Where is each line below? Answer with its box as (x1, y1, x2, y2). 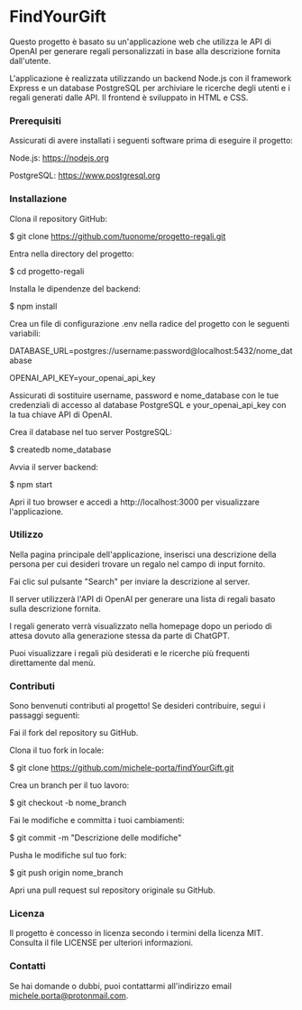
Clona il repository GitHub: (9, 213, 108, 224)
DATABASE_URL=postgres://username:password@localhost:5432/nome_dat (9, 345, 293, 356)
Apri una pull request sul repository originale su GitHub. (9, 885, 216, 895)
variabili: (9, 328, 41, 338)
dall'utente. (9, 55, 51, 66)
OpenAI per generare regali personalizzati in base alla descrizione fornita (9, 45, 281, 56)
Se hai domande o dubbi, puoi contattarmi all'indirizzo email (9, 980, 233, 991)
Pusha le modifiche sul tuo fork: (9, 850, 128, 861)
